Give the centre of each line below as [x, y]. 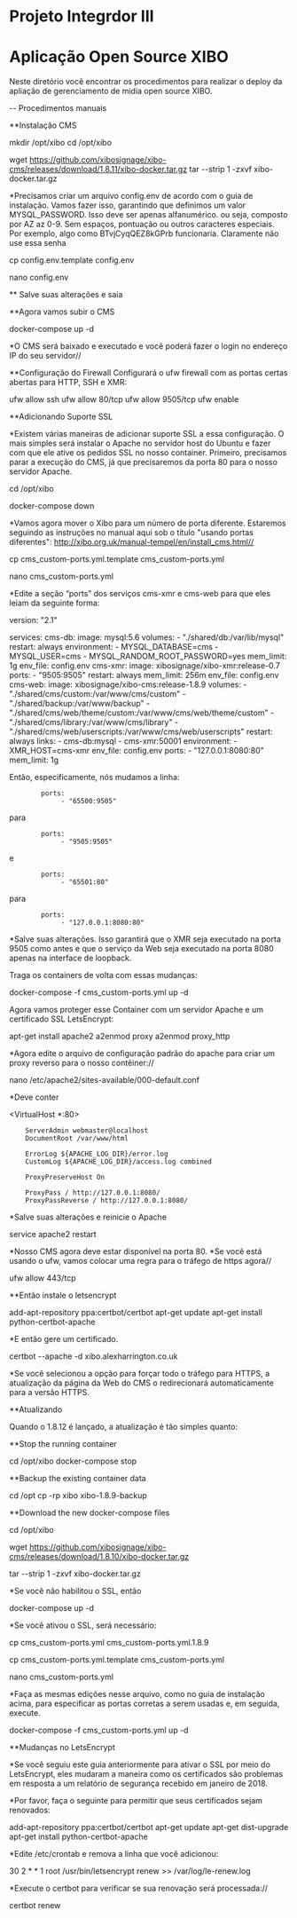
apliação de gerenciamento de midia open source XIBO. [111, 91]
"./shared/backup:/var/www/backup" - [80, 704]
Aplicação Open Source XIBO [119, 57]
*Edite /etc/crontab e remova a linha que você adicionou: [114, 1854]
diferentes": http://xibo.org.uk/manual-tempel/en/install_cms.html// [132, 542]
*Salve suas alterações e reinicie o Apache [88, 1217]
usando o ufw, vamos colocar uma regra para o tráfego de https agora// [141, 1261]
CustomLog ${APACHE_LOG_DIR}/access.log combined [119, 1162]
